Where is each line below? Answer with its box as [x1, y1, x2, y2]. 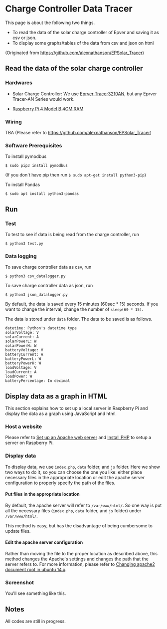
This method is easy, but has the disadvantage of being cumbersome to [5, 522, 153, 529]
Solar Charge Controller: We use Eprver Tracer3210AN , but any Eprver [12, 91, 157, 97]
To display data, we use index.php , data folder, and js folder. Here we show [5, 464, 161, 470]
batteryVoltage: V [5, 348, 43, 353]
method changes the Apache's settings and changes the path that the [5, 556, 149, 562]
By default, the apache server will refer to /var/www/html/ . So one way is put [5, 502, 162, 508]
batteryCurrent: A [5, 352, 43, 357]
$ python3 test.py [5, 241, 43, 246]
